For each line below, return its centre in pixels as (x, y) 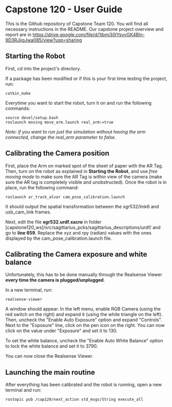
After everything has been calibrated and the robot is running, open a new (83, 385)
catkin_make (18, 93)
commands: (18, 108)
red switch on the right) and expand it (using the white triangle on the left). (84, 315)
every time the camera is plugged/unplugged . (55, 280)
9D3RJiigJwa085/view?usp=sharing (44, 40)
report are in (18, 34)
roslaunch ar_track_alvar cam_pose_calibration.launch (65, 197)
